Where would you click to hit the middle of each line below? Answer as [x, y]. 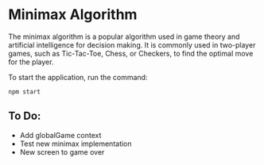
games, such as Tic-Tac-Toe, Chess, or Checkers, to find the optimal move [131, 53]
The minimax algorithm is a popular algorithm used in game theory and [124, 36]
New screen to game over [62, 152]
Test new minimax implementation [76, 144]
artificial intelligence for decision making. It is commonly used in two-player [132, 44]
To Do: [25, 116]
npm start [25, 92]
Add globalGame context [60, 135]
